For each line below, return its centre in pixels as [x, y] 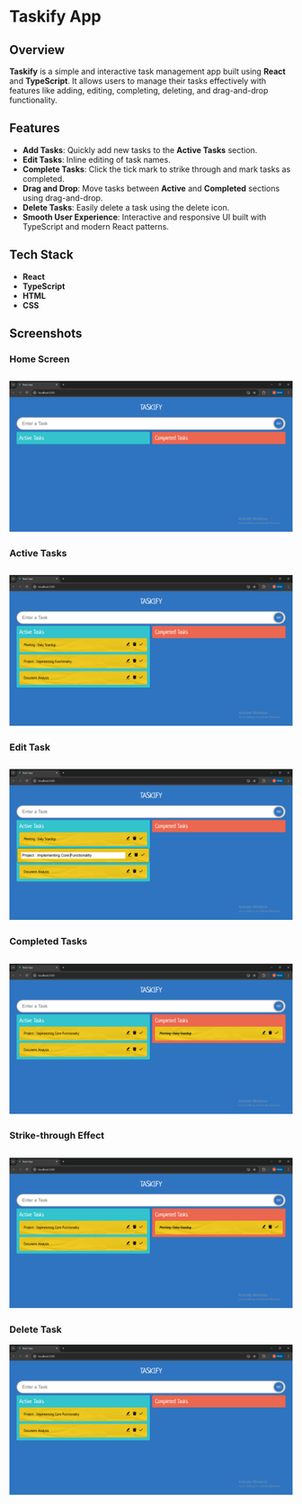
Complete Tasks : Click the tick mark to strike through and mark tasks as [156, 169]
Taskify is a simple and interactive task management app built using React [147, 71]
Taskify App [55, 17]
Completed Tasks [49, 941]
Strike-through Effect [57, 1136]
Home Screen [40, 359]
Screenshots [46, 333]
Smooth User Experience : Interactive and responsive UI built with [144, 217]
